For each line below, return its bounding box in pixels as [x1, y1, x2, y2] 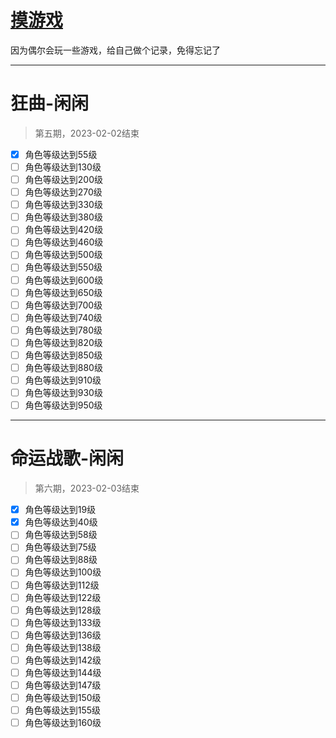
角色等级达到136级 [24, 629, 102, 641]
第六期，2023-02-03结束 [34, 482, 140, 495]
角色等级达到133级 [24, 616, 102, 628]
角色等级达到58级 [24, 529, 98, 541]
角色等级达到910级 [24, 374, 102, 386]
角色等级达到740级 [24, 311, 103, 323]
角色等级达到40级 [24, 516, 98, 528]
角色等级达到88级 [24, 554, 98, 566]
